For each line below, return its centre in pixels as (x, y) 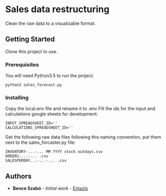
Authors (18, 176)
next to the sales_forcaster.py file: (40, 142)
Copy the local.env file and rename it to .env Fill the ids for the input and (80, 109)
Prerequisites (22, 64)
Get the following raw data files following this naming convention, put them (83, 137)
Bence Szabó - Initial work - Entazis (50, 188)
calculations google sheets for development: (52, 114)
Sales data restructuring (57, 9)
